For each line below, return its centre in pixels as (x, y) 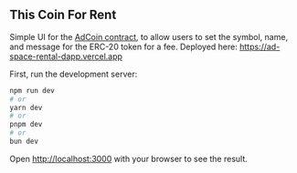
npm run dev (32, 90)
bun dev (24, 142)
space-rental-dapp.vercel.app (66, 56)
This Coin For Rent (63, 15)
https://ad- (260, 46)
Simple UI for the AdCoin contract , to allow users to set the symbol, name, (149, 36)
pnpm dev (26, 125)
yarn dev (26, 107)
